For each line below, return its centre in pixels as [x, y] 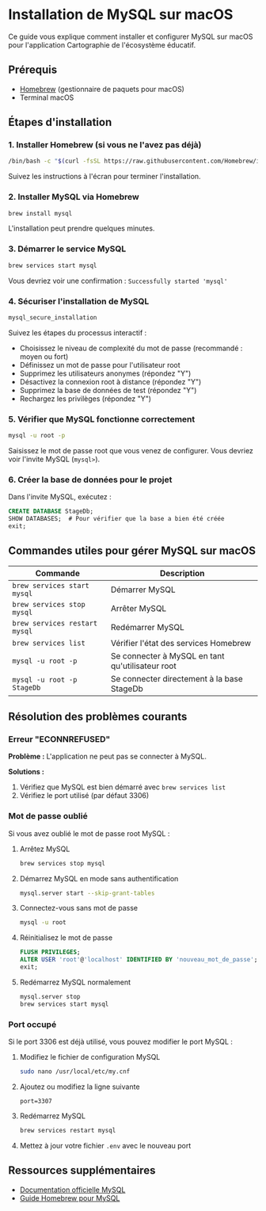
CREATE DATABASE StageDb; [51, 512]
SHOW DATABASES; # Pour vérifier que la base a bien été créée [116, 519]
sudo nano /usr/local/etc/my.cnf [75, 1072]
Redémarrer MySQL [147, 627]
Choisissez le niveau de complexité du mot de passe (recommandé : [131, 348]
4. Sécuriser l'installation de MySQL [79, 301]
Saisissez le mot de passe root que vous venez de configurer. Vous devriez [131, 451]
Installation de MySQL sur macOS [121, 15]
